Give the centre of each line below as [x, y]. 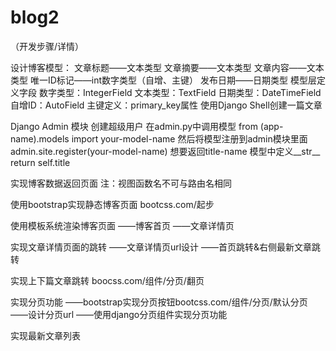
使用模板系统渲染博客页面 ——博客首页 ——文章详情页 [122, 225]
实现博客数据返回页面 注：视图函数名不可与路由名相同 [121, 183]
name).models [40, 138]
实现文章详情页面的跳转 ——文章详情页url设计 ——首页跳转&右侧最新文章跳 [166, 247]
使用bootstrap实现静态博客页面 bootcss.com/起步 [112, 204]
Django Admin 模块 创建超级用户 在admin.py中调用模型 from [134, 126]
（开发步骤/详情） [47, 46]
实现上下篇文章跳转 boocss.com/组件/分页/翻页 [107, 280]
